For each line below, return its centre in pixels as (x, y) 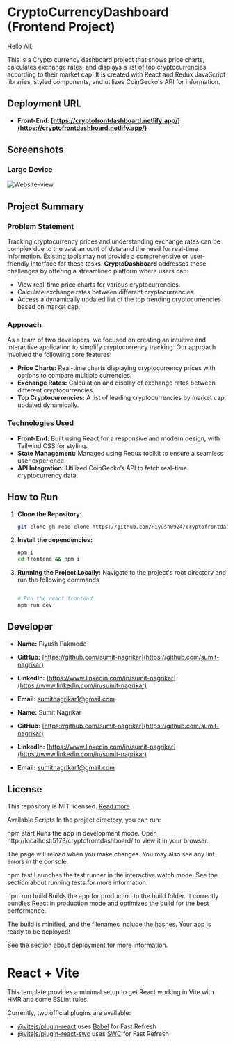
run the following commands (58, 580)
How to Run (33, 497)
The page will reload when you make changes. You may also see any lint (111, 854)
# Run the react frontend (55, 599)
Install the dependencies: (55, 540)
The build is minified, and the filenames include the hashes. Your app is (109, 924)
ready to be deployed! (39, 931)
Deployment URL (45, 104)
